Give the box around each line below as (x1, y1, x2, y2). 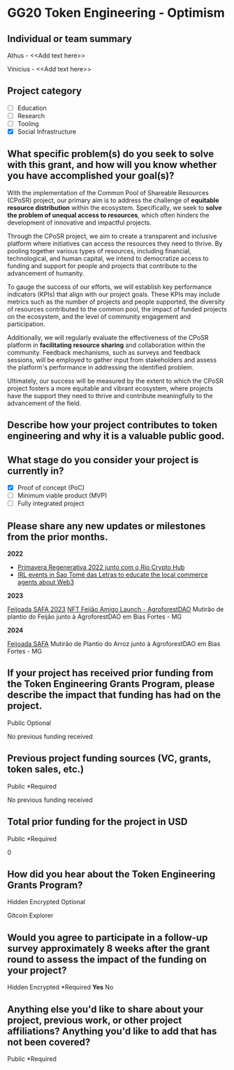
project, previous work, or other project (7, 1014, 182, 1026)
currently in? (7, 465, 64, 477)
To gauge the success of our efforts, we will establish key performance (7, 282, 212, 291)
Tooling (17, 119, 40, 127)
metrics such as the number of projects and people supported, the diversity (7, 297, 225, 306)
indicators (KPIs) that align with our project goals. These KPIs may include (7, 290, 220, 298)
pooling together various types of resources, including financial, (7, 246, 192, 255)
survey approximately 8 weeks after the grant (7, 943, 210, 955)
